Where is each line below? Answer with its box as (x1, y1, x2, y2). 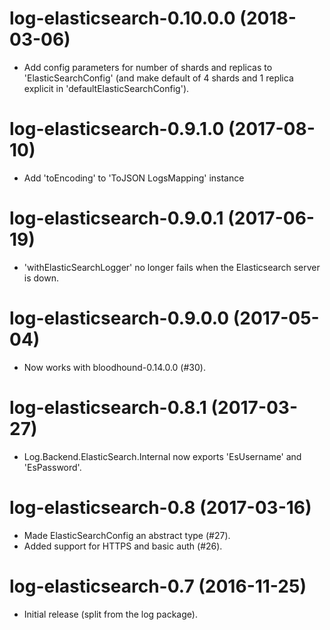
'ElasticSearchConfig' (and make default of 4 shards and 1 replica (23, 72, 294, 84)
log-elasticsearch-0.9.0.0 (9, 307, 230, 329)
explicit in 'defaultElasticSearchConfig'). (23, 82, 190, 94)
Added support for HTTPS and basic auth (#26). (23, 540, 223, 552)
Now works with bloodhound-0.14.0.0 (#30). (23, 361, 206, 373)
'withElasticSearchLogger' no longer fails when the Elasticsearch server (23, 261, 321, 273)
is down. (23, 272, 59, 284)
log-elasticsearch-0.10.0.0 (9, 7, 236, 30)
